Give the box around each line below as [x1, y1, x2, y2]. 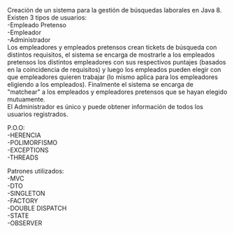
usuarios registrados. [7, 110, 68, 118]
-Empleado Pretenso [7, 21, 66, 29]
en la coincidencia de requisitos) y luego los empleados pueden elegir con [7, 66, 221, 73]
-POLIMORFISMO [7, 139, 58, 146]
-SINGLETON [7, 189, 45, 197]
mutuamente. [7, 95, 45, 104]
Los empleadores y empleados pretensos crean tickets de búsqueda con [7, 43, 217, 51]
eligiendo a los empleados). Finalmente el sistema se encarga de [7, 80, 193, 88]
